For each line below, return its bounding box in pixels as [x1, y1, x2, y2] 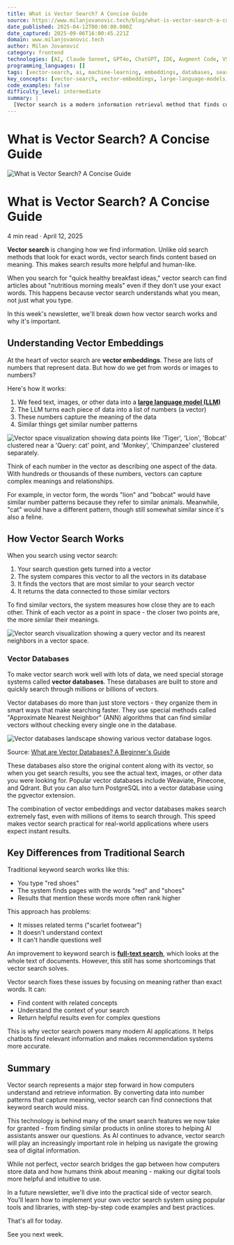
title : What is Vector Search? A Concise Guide [7, 10, 148, 17]
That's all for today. [7, 1217, 63, 1225]
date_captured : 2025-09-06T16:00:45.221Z [7, 29, 130, 37]
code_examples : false [7, 82, 70, 89]
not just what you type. [7, 296, 73, 304]
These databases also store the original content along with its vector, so [7, 761, 214, 770]
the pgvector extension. [7, 791, 76, 799]
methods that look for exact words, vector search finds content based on [7, 252, 217, 261]
